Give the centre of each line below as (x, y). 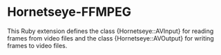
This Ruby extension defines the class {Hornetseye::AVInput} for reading (110, 31)
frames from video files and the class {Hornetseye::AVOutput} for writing (110, 38)
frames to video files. (37, 45)
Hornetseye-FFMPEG (69, 12)
